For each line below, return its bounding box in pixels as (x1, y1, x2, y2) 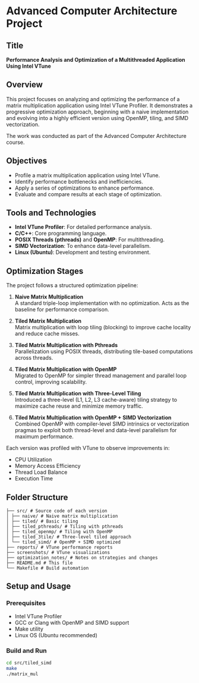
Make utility (14, 625, 43, 632)
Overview (6, 80, 43, 90)
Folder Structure (6, 492, 68, 502)
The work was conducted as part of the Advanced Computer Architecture (6, 132, 187, 139)
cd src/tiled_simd (6, 660, 52, 666)
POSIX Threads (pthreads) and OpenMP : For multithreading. (14, 236, 165, 243)
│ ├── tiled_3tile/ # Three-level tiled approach (6, 534, 132, 540)
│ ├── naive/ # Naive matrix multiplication (6, 513, 118, 520)
